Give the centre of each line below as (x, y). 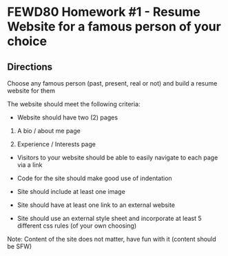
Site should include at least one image (71, 191)
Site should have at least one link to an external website (96, 205)
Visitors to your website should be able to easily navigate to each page (117, 157)
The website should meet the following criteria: (74, 104)
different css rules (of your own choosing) (77, 226)
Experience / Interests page (56, 144)
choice (27, 41)
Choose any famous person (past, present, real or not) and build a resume (112, 83)
